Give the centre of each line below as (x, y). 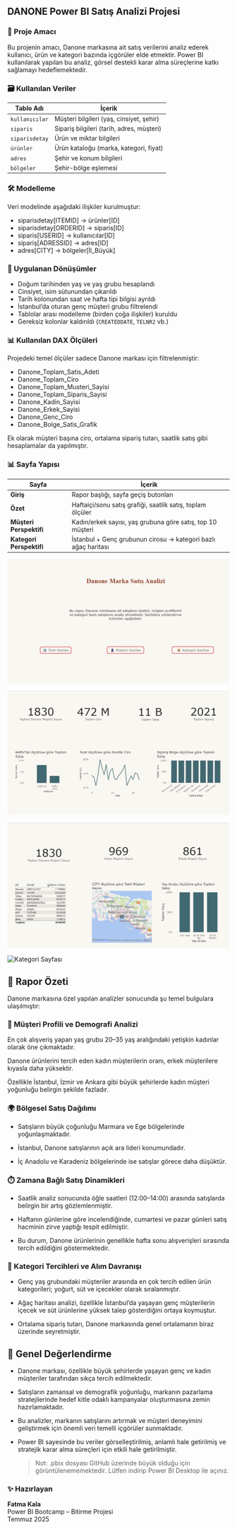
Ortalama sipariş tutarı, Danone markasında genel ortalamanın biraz (115, 1324)
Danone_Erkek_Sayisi (48, 410)
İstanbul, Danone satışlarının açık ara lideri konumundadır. (101, 1147)
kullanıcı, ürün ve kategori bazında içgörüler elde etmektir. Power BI (105, 54)
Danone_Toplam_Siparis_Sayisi (62, 394)
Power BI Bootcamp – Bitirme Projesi (60, 1512)
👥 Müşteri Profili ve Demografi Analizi (73, 1024)
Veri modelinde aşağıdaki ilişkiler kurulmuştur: (74, 206)
